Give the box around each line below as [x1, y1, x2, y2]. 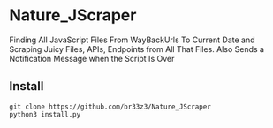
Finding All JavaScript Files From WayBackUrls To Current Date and [9, 34, 255, 45]
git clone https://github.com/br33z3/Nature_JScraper [9, 102, 212, 111]
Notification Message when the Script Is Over [9, 53, 175, 64]
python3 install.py [9, 109, 81, 119]
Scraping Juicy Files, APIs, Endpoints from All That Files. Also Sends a [9, 43, 265, 54]
